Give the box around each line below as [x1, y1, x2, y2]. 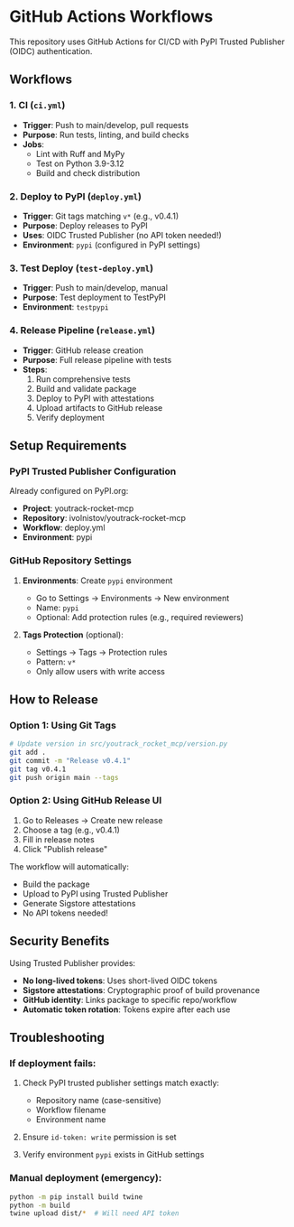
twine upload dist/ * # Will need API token [9, 1209, 179, 1218]
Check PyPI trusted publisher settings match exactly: [22, 1077, 219, 1089]
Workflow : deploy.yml [22, 522, 106, 534]
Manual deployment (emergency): [9, 1172, 162, 1185]
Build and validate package [35, 383, 137, 394]
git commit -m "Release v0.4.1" [9, 756, 131, 765]
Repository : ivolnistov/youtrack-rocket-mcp [22, 513, 187, 524]
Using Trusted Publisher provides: [9, 957, 136, 968]
